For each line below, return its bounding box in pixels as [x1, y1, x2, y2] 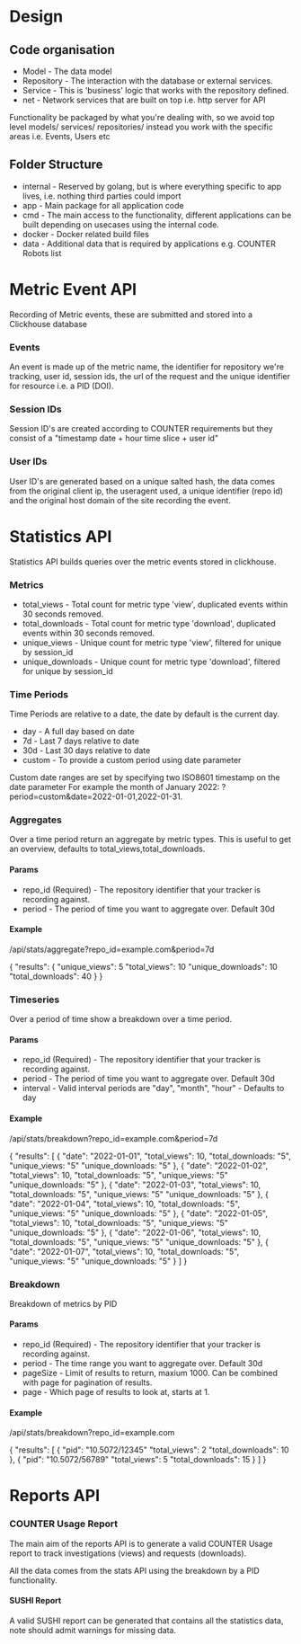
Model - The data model [22, 66, 112, 76]
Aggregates [9, 813, 63, 826]
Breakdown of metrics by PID [9, 1298, 118, 1309]
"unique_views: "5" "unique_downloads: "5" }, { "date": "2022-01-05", [9, 1207, 268, 1219]
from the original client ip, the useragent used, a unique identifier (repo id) [9, 485, 284, 496]
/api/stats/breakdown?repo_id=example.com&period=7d [9, 1133, 218, 1143]
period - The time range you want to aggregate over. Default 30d [22, 1358, 263, 1369]
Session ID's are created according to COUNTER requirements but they [9, 423, 273, 434]
